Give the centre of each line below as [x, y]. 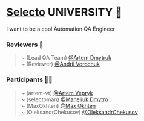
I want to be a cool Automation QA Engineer [61, 29]
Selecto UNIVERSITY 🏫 [64, 12]
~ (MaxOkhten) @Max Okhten [58, 105]
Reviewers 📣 [25, 45]
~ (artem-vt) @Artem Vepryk [57, 93]
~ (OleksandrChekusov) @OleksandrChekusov [79, 112]
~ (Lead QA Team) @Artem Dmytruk [66, 58]
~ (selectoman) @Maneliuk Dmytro [64, 99]
